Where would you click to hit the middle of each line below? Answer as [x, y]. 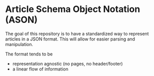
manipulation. [19, 44]
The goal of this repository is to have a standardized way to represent [77, 33]
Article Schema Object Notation [73, 9]
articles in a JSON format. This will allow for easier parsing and [70, 39]
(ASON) [21, 20]
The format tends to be [29, 54]
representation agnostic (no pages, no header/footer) [67, 63]
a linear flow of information [40, 69]
